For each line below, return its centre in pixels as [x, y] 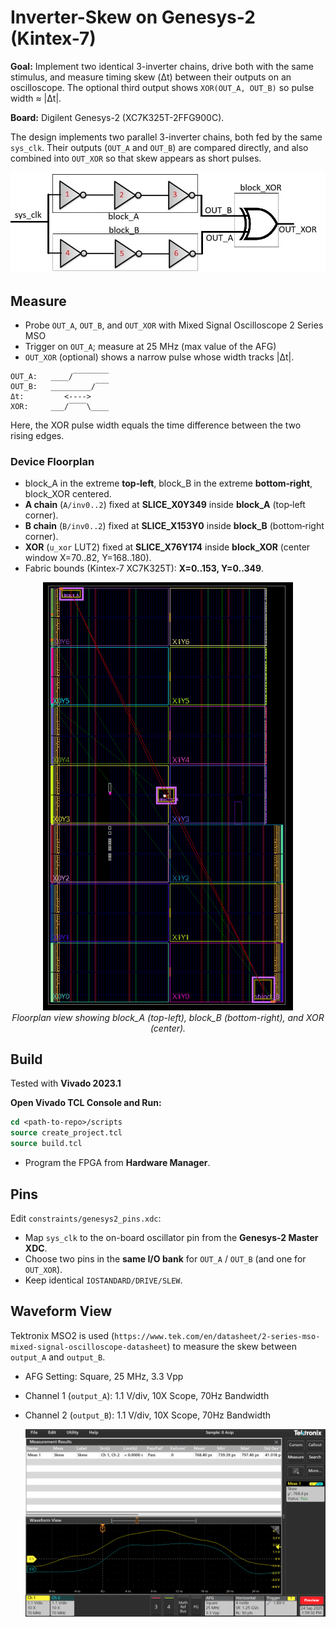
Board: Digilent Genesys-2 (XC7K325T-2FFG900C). [117, 117]
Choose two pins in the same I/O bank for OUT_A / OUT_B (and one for [165, 1258]
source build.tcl [46, 1144]
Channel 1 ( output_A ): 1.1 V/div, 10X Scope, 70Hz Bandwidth [147, 1395]
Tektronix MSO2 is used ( [62, 1335]
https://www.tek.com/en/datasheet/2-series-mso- [217, 1336]
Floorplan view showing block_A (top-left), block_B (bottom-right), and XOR [168, 1017]
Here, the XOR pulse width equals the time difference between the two [156, 425]
